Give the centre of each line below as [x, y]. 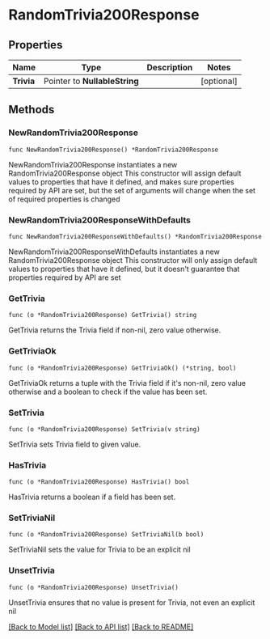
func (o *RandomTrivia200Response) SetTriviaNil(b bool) [106, 535]
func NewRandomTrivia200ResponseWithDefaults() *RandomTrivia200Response [135, 236]
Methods [32, 110]
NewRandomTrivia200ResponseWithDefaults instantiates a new [114, 252]
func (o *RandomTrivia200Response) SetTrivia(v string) [104, 429]
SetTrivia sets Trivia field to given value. [75, 444]
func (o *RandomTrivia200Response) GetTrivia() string [103, 315]
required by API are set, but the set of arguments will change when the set [132, 190]
